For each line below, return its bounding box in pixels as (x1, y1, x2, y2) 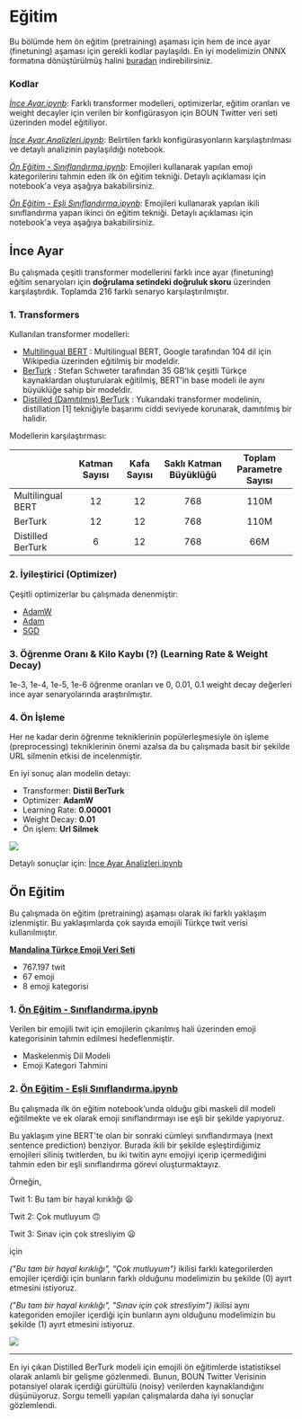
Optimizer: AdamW (22, 795, 94, 806)
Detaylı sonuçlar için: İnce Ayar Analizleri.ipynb (9, 858, 182, 869)
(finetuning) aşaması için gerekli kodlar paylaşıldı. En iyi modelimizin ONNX (9, 45, 287, 56)
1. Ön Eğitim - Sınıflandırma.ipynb (9, 1003, 159, 1015)
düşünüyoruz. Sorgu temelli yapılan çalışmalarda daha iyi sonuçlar (9, 1390, 254, 1401)
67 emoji (22, 971, 55, 982)
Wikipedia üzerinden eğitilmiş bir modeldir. (22, 356, 181, 367)
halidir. (22, 413, 48, 424)
